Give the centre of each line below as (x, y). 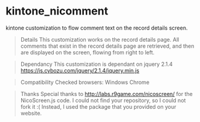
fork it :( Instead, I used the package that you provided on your (98, 106)
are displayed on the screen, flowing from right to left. (87, 52)
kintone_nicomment (57, 11)
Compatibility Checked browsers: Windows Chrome (85, 82)
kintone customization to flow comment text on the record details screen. (97, 28)
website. (31, 113)
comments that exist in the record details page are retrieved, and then (107, 46)
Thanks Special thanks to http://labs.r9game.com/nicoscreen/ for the (106, 94)
